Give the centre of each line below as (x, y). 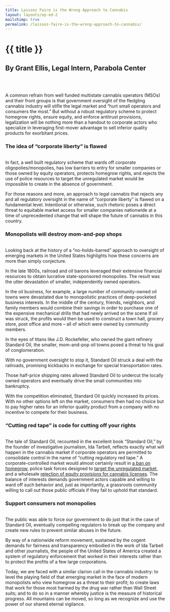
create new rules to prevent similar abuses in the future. (64, 530)
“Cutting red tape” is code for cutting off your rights (71, 425)
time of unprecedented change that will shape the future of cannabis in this (84, 215)
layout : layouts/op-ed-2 (31, 15)
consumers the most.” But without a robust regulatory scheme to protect (81, 111)
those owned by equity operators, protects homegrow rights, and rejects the (85, 173)
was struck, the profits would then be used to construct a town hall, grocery (84, 318)
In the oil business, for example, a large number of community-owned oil (81, 291)
